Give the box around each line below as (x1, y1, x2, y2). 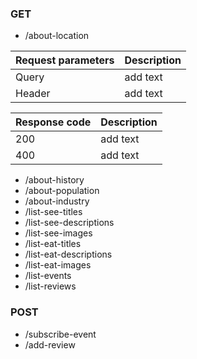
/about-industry (24, 195, 90, 207)
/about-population (24, 185, 100, 197)
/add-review (24, 338, 76, 351)
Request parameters (15, 53, 115, 67)
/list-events (24, 270, 72, 282)
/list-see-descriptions (24, 217, 115, 229)
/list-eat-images (24, 259, 92, 271)
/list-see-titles (24, 206, 83, 218)
